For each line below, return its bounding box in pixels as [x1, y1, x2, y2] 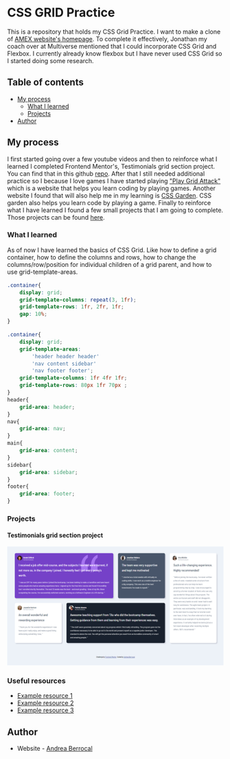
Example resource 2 [16, 699, 74, 708]
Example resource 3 [16, 706, 74, 714]
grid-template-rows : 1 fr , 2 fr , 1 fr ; [19, 303, 125, 310]
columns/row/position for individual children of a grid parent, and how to [7, 260, 212, 268]
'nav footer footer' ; [32, 367, 94, 375]
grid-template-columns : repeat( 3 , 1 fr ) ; [19, 296, 137, 303]
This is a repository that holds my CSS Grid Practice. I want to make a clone [7, 27, 221, 36]
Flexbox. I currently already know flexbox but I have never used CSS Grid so [7, 49, 222, 58]
